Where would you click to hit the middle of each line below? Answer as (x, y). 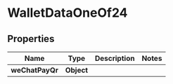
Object (77, 70)
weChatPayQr (34, 70)
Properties (31, 39)
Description (115, 58)
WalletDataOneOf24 (68, 13)
